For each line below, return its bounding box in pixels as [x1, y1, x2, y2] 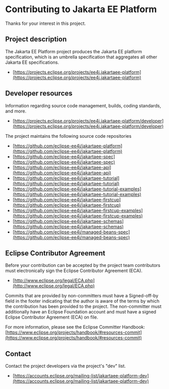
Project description [5, 35, 67, 44]
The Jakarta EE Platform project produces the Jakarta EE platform [5, 48, 142, 54]
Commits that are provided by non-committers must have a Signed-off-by [5, 293, 159, 299]
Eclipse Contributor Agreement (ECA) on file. [5, 314, 98, 320]
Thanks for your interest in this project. [5, 20, 86, 26]
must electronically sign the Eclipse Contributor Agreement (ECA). [5, 267, 143, 274]
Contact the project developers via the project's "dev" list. [5, 363, 126, 369]
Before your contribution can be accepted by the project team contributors [5, 262, 160, 268]
